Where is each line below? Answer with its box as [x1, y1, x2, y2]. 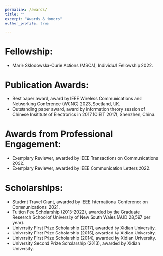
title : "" [5, 12, 25, 17]
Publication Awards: [5, 79, 89, 91]
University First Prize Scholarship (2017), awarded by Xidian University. [12, 225, 156, 231]
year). [12, 220, 24, 225]
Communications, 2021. [12, 204, 60, 209]
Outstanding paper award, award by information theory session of [12, 106, 145, 112]
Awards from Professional [5, 128, 113, 140]
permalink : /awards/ [5, 7, 47, 12]
